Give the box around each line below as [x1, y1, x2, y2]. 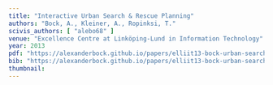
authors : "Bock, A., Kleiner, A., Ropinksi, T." [8, 19, 176, 28]
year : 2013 [8, 42, 45, 50]
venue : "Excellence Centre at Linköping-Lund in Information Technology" [8, 34, 264, 43]
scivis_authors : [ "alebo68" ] [8, 27, 115, 35]
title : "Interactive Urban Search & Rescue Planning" [8, 11, 195, 20]
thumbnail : [8, 65, 45, 73]
